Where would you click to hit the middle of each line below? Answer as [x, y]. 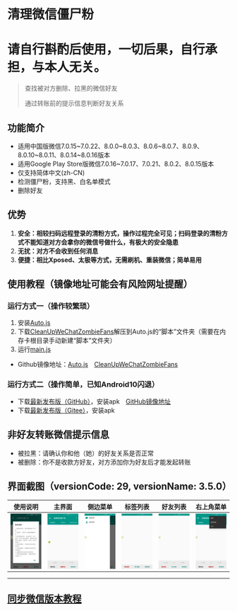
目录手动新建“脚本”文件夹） [76, 341]
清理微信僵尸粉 [51, 15]
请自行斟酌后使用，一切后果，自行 [107, 50]
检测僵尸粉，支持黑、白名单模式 [64, 181]
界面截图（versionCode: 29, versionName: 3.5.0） [120, 486]
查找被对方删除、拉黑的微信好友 [71, 88]
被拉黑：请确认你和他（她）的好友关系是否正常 [85, 453]
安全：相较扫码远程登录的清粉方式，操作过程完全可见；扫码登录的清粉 [120, 233]
